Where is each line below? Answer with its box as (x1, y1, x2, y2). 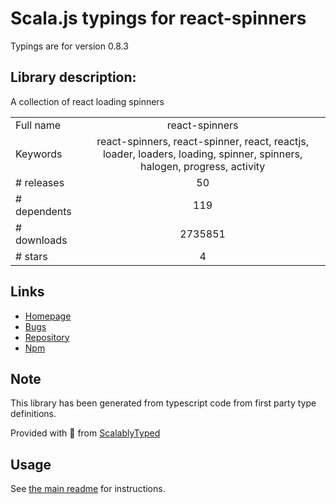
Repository (24, 331, 70, 343)
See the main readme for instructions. (10, 483, 166, 495)
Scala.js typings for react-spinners (10, 7, 307, 30)
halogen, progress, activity (140, 159, 266, 173)
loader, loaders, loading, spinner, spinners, (102, 147, 303, 161)
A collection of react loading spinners (10, 95, 165, 107)
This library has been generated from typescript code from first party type (10, 397, 317, 409)
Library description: (10, 69, 137, 86)
